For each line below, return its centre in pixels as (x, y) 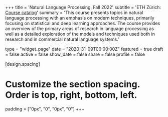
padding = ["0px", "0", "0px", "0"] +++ (45, 109)
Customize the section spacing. (73, 84)
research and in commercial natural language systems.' (62, 39)
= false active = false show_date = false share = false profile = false (75, 54)
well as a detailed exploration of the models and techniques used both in (80, 34)
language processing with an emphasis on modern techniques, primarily (80, 18)
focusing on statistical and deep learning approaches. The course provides (83, 23)
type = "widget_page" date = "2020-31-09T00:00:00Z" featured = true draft (84, 49)
